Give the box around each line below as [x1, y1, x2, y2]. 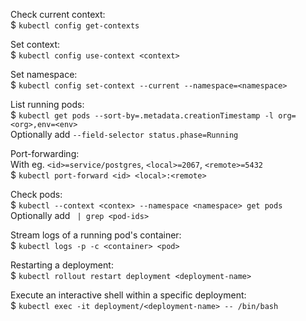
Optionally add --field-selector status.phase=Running [10, 129, 239, 140]
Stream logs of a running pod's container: [10, 229, 182, 241]
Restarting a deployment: [10, 259, 114, 271]
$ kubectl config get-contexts [10, 19, 140, 31]
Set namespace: [10, 69, 78, 80]
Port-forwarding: [10, 148, 80, 159]
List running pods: [10, 99, 85, 110]
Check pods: [10, 189, 63, 200]
